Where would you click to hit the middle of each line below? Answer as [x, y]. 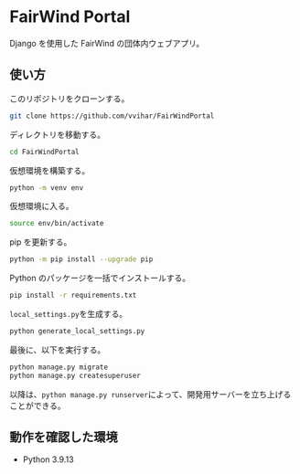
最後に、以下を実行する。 [58, 350]
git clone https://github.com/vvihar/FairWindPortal [112, 116]
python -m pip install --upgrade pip [81, 259]
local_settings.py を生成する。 [69, 314]
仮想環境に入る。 [42, 206]
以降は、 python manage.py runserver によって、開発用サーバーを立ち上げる [150, 394]
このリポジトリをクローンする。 [70, 99]
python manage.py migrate [59, 367]
